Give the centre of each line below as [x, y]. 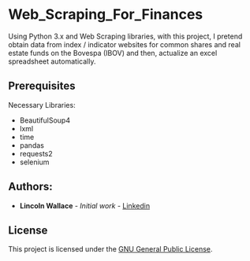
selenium [34, 162]
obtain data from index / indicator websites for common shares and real [124, 44]
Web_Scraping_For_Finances [106, 15]
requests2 [36, 153]
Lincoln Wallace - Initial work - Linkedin [85, 205]
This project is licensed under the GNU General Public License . [110, 249]
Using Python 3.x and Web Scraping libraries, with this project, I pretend [125, 36]
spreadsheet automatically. [52, 61]
